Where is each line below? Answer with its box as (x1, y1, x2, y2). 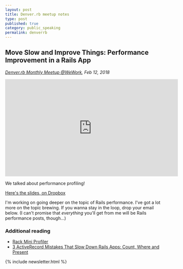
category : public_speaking (5, 26, 61, 31)
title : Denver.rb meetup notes (5, 12, 70, 17)
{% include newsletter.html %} (5, 259, 68, 265)
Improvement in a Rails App (5, 56, 91, 65)
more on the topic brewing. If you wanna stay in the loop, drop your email (5, 204, 154, 210)
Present (12, 249, 29, 255)
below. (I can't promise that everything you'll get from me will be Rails (5, 210, 146, 216)
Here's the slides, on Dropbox (5, 190, 66, 195)
